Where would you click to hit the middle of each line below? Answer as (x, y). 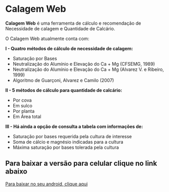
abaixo (16, 172)
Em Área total (27, 117)
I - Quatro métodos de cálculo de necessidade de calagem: (69, 48)
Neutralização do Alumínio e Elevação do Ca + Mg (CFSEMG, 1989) (84, 64)
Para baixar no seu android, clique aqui (47, 184)
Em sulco (22, 105)
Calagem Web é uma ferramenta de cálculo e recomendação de (73, 23)
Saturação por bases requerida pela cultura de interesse (72, 136)
